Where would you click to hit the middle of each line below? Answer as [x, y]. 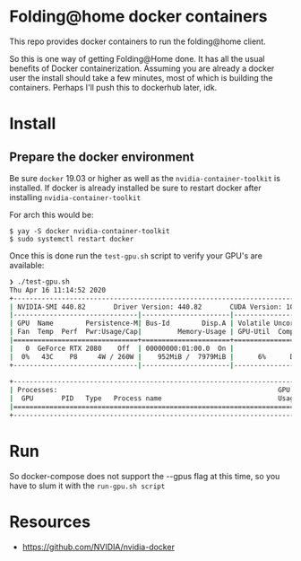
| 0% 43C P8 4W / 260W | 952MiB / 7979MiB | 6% [138, 356]
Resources [50, 522]
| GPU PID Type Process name [86, 399]
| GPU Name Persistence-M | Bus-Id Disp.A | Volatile [140, 324]
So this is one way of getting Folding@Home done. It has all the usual [137, 58]
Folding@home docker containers [138, 17]
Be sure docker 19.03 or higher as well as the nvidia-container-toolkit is [145, 178]
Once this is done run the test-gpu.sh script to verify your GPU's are [136, 255]
